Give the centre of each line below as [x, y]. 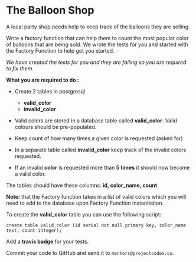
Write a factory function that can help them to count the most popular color [97, 38]
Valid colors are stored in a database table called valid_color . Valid [96, 120]
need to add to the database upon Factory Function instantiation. [85, 203]
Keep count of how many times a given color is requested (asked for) [99, 138]
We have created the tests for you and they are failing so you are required [96, 62]
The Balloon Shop [50, 10]
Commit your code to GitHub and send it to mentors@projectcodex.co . [90, 253]
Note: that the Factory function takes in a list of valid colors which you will [96, 196]
